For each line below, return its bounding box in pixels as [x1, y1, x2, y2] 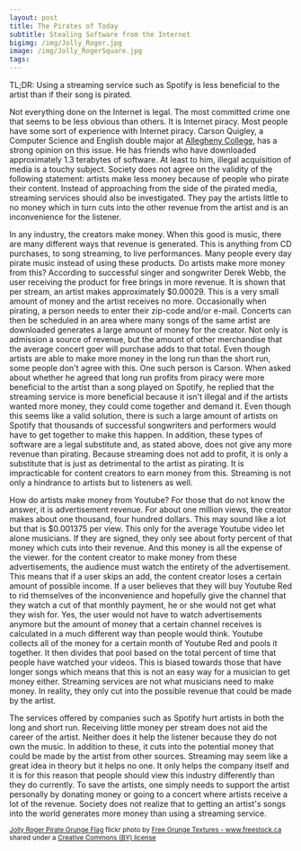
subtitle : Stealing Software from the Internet [9, 30, 191, 39]
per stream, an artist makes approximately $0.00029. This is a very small [9, 287, 279, 297]
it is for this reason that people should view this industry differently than [9, 770, 276, 780]
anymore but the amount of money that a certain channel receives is [9, 619, 262, 629]
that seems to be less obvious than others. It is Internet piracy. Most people [9, 116, 288, 127]
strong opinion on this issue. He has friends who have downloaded [9, 145, 257, 155]
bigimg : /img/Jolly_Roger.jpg [9, 38, 123, 48]
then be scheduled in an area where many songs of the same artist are [9, 315, 271, 325]
